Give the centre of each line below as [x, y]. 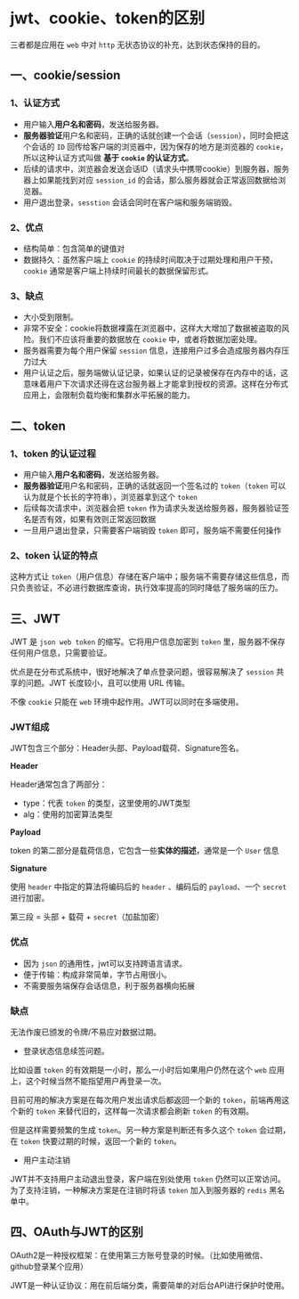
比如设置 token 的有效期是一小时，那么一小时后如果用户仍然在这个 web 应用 [148, 1069]
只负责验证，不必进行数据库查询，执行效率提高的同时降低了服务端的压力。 [146, 588]
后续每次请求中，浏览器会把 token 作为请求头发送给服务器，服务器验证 [152, 508]
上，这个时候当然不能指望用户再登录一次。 [88, 1081]
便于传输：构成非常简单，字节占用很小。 [97, 974]
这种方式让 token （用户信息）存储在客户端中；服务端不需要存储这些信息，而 [150, 576]
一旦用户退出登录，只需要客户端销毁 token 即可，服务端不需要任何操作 [152, 530]
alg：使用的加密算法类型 [68, 814]
